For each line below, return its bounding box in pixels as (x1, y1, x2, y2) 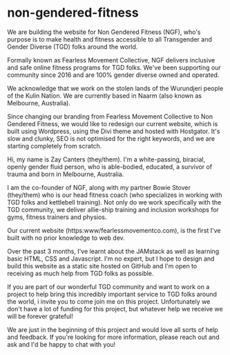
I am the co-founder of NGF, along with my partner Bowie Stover (7, 183, 191, 191)
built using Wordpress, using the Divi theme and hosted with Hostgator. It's (7, 127, 220, 135)
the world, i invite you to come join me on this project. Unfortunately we (7, 297, 211, 306)
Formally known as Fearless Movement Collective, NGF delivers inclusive (7, 55, 215, 64)
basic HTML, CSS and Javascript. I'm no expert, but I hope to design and (7, 254, 215, 263)
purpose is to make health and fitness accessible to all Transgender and (7, 35, 212, 43)
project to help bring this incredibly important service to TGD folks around (7, 290, 218, 298)
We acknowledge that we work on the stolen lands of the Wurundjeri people (7, 84, 224, 92)
